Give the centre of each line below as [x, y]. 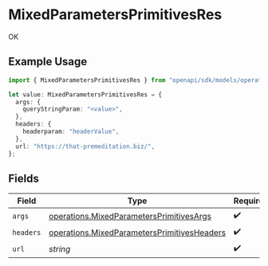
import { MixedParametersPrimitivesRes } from [87, 80]
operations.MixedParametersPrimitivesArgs [130, 216]
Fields [24, 178]
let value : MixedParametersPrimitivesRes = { [85, 94]
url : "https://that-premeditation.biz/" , [85, 146]
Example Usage [48, 62]
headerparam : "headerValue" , [71, 131]
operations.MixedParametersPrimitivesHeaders [137, 233]
